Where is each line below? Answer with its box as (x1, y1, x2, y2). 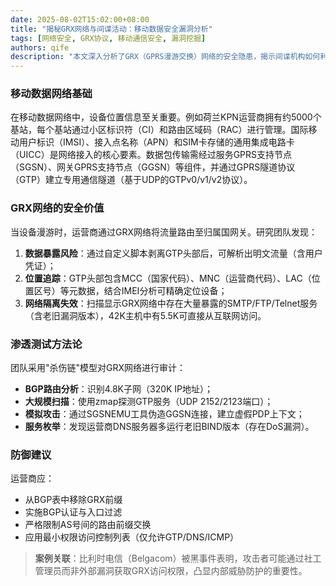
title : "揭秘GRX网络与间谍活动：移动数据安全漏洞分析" (10, 24, 213, 34)
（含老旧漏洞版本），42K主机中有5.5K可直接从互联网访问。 (24, 309, 267, 321)
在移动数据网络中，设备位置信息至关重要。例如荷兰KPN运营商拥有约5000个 (10, 111, 322, 123)
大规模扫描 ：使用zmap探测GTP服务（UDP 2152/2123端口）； (24, 396, 274, 408)
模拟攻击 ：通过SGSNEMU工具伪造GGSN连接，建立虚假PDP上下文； (24, 408, 305, 420)
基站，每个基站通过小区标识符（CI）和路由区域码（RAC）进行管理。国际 (10, 124, 309, 136)
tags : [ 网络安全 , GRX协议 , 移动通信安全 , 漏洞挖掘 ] (10, 33, 207, 43)
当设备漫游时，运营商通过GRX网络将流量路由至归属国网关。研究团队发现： (10, 226, 318, 238)
